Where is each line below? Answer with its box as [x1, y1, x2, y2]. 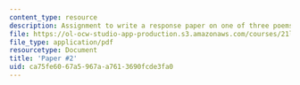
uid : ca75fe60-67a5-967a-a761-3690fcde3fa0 [9, 63, 174, 72]
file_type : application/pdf [9, 37, 114, 47]
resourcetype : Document [9, 46, 98, 55]
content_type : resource [9, 12, 98, 22]
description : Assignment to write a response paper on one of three [9, 21, 270, 30]
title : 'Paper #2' [9, 54, 78, 63]
